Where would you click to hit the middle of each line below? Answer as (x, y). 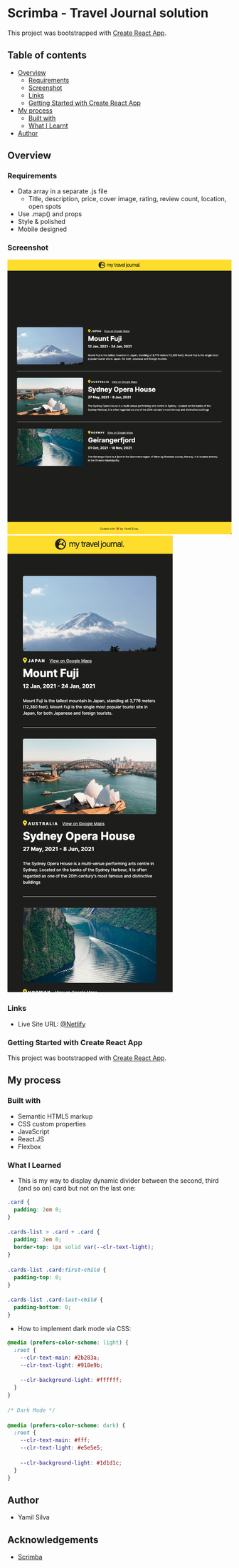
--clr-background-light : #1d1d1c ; (71, 1463)
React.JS (31, 1139)
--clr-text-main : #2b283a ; (60, 1358)
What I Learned (34, 1165)
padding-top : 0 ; (38, 1277)
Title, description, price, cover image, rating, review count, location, (127, 199)
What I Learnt (48, 126)
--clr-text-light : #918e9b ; (62, 1365)
